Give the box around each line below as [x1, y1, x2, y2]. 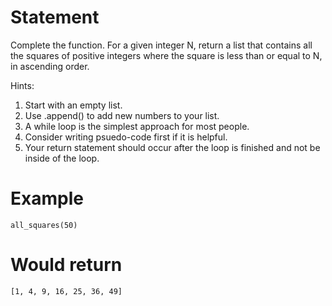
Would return [10, 254, 123, 276]
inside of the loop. [24, 152, 100, 164]
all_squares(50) [10, 220, 78, 230]
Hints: [10, 79, 35, 91]
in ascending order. [10, 60, 90, 72]
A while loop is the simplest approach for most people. [24, 120, 250, 132]
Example [10, 187, 84, 210]
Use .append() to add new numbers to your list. [24, 109, 220, 121]
